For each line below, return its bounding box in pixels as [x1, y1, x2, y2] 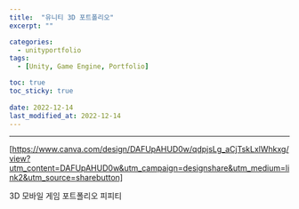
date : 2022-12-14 [9, 103, 74, 112]
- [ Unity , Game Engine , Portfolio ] [17, 62, 149, 71]
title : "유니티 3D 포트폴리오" [9, 12, 114, 22]
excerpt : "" [9, 21, 53, 30]
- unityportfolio [17, 45, 82, 54]
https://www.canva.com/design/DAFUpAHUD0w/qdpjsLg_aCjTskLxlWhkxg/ [12, 144, 289, 155]
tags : [9, 54, 29, 63]
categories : [9, 37, 53, 46]
